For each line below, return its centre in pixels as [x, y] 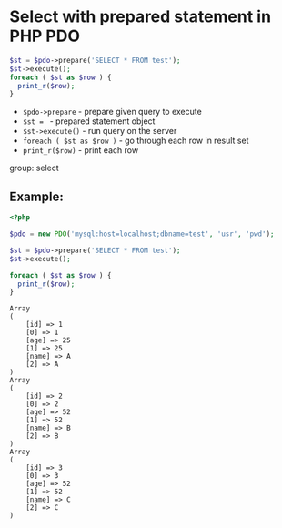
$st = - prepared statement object [89, 121]
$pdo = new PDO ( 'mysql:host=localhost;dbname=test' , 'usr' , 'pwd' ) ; [142, 234]
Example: [36, 196]
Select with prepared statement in [140, 17]
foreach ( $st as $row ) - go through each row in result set [136, 141]
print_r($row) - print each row [81, 150]
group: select [34, 168]
